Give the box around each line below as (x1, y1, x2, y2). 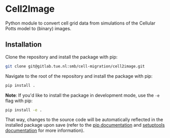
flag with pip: (5, 98, 33, 104)
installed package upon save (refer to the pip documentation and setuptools (5, 122, 165, 128)
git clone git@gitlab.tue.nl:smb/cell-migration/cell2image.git (5, 63, 145, 69)
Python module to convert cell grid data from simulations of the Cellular (5, 20, 156, 26)
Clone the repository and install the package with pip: (5, 54, 118, 60)
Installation (5, 40, 42, 49)
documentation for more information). (5, 127, 85, 133)
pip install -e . (5, 107, 42, 112)
